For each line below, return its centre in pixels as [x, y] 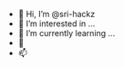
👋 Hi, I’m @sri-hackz [57, 14]
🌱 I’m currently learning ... [67, 33]
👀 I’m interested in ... [57, 24]
